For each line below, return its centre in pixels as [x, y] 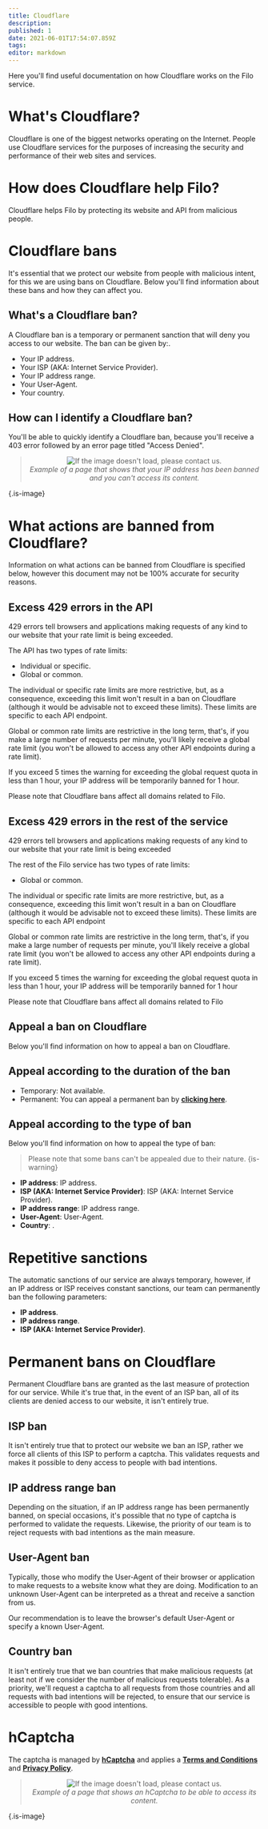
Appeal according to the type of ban [100, 1124]
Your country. [42, 392]
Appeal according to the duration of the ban [119, 1071]
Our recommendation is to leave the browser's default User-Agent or [122, 1618]
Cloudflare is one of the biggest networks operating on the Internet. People [132, 138]
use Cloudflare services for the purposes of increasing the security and [126, 147]
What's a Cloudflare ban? [73, 316]
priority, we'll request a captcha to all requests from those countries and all [132, 1688]
